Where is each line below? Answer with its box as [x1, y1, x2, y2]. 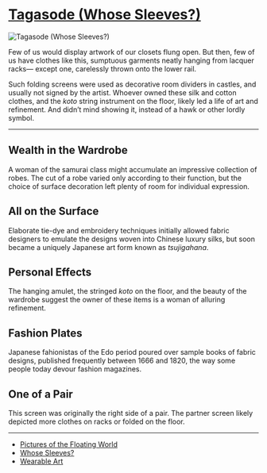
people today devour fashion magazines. [8, 364, 142, 374]
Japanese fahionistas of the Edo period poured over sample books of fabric [8, 348, 257, 357]
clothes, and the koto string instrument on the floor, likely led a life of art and [8, 96, 258, 106]
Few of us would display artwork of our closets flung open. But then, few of [8, 47, 255, 56]
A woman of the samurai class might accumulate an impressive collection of [8, 164, 257, 174]
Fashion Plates [8, 326, 83, 340]
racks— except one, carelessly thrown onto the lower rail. [8, 63, 197, 73]
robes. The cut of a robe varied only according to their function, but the [8, 173, 242, 183]
